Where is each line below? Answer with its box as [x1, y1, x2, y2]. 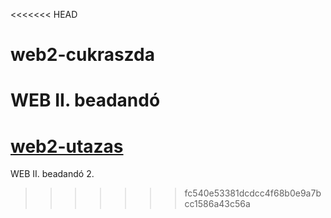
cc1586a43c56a [184, 198, 251, 210]
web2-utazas [10, 135, 124, 158]
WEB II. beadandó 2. [10, 168, 95, 180]
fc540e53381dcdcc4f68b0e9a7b [184, 187, 322, 199]
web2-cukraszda [10, 44, 155, 66]
